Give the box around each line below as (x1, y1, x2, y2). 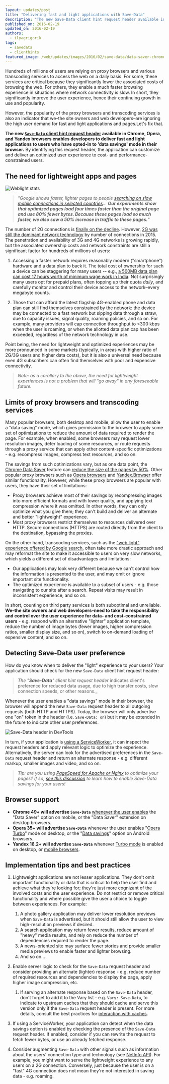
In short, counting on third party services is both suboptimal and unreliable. (5, 602, 161, 608)
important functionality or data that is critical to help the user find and (12, 880, 157, 886)
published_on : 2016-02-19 (5, 21, 59, 27)
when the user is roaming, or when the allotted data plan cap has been (12, 326, 159, 332)
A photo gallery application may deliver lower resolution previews (20, 911, 156, 917)
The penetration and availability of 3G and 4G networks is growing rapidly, (5, 237, 159, 243)
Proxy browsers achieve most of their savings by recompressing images (12, 492, 162, 498)
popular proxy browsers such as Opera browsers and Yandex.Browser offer (5, 472, 162, 478)
